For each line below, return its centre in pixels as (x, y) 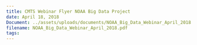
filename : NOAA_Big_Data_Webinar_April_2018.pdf (67, 28)
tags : (13, 33)
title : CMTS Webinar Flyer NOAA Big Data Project (68, 11)
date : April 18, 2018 (33, 17)
